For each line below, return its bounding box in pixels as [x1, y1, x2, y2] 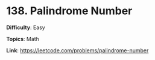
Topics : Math [6, 35, 39, 42]
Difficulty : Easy [6, 24, 45, 31]
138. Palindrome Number [6, 4, 133, 18]
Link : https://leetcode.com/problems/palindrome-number [6, 46, 149, 54]
